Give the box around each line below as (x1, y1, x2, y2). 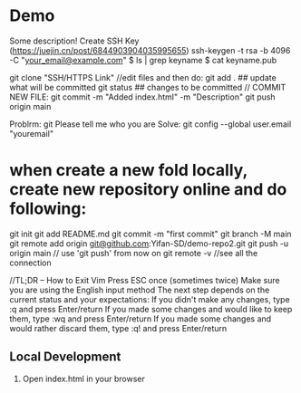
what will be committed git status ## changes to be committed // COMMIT (9, 81, 286, 92)
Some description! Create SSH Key (9, 35, 140, 46)
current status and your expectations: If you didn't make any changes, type (9, 293, 290, 304)
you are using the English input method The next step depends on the (9, 284, 270, 295)
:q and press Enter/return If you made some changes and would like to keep (9, 303, 293, 314)
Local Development (9, 350, 121, 365)
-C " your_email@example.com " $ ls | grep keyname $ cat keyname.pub (9, 54, 277, 65)
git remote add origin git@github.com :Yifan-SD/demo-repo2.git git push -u (9, 237, 289, 249)
